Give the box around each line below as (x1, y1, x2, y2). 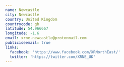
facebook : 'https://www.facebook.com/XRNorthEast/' (10, 49, 121, 54)
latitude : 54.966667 (5, 26, 49, 31)
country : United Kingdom (5, 17, 57, 22)
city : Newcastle (5, 12, 39, 17)
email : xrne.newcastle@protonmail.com (5, 36, 87, 41)
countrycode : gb (5, 21, 39, 27)
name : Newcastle (5, 7, 39, 13)
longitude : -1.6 (5, 31, 39, 36)
